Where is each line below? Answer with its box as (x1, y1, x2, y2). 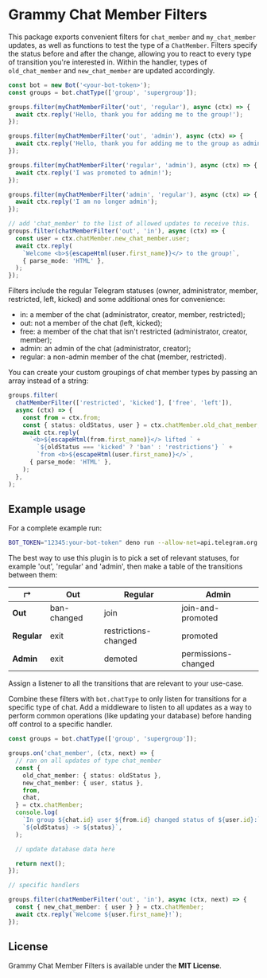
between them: (8, 570, 58, 580)
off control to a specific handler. (8, 719, 113, 730)
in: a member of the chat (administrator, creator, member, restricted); (19, 310, 246, 319)
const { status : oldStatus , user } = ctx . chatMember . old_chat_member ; (22, 421, 261, 429)
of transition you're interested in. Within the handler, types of (8, 57, 207, 67)
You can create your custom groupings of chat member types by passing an (8, 368, 257, 378)
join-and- (181, 603, 220, 614)
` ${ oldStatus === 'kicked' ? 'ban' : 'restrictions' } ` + (37, 444, 233, 452)
